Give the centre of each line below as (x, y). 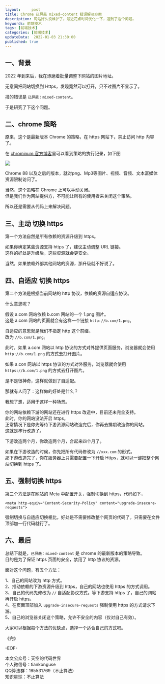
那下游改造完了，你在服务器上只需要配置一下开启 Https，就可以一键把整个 (80, 458)
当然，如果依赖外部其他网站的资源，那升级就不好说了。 (61, 264)
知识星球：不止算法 (25, 677)
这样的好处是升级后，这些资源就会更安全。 (48, 253)
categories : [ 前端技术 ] (28, 33)
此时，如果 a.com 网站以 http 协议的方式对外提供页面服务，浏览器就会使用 (80, 347)
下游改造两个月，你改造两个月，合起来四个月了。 (55, 441)
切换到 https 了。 (27, 464)
